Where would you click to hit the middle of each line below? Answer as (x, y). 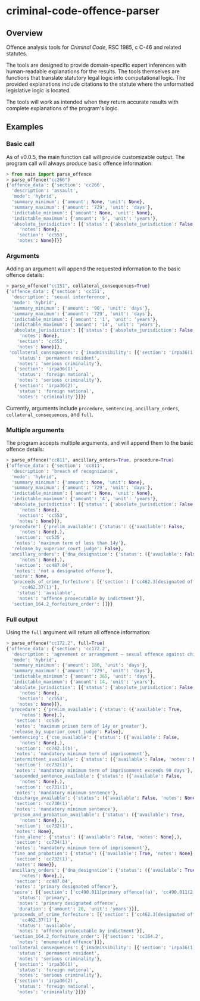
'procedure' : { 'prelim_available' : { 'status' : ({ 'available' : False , (97, 526)
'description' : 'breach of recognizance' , (65, 471)
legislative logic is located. (39, 90)
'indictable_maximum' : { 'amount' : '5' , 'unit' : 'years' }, (85, 219)
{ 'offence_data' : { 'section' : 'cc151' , (56, 292)
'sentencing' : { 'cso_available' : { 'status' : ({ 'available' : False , (94, 737)
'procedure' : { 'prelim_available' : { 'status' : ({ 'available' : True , (96, 710)
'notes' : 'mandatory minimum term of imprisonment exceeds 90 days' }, (104, 771)
